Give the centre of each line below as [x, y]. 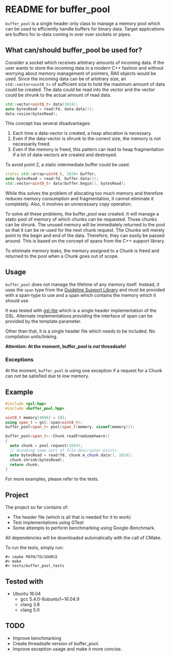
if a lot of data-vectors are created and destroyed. [65, 155]
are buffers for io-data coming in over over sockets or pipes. [68, 34]
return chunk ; [25, 465]
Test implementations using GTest [48, 523]
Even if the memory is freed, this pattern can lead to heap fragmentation [88, 150]
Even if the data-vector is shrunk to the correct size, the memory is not [87, 139]
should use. [18, 301]
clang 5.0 [30, 610]
